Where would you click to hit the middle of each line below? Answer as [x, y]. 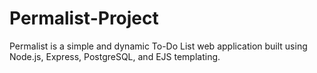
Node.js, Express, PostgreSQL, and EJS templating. [115, 56]
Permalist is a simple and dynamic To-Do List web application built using [158, 46]
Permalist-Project [84, 18]
